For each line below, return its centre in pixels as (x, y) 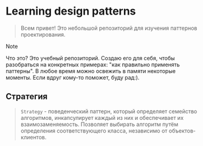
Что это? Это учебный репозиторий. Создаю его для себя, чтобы (90, 58)
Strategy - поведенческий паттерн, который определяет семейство (109, 111)
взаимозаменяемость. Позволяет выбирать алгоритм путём (99, 124)
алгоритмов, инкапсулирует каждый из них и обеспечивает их (102, 117)
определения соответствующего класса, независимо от (94, 130)
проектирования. (43, 34)
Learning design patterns (71, 11)
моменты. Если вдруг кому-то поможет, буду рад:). (73, 77)
